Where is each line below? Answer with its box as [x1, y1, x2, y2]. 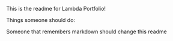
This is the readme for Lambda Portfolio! [6, 5, 106, 12]
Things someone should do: [6, 17, 76, 23]
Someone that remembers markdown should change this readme [6, 28, 167, 35]
